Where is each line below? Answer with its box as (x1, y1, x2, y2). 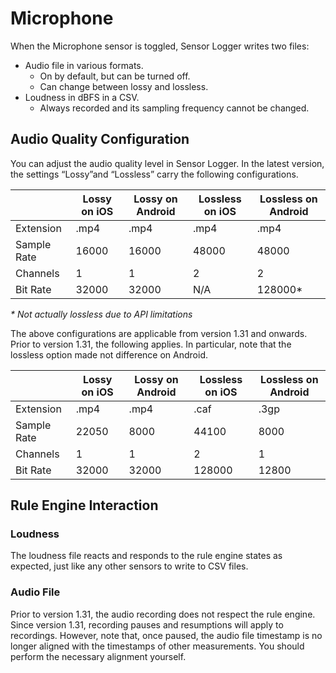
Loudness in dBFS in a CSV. (24, 91, 140, 103)
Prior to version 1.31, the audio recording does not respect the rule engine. (10, 608, 316, 620)
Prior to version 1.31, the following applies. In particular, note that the (10, 338, 292, 350)
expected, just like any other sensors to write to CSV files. (10, 560, 249, 572)
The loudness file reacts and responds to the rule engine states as (10, 550, 283, 562)
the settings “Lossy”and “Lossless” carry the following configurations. (10, 168, 299, 180)
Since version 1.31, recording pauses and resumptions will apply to (10, 618, 284, 631)
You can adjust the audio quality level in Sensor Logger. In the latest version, (10, 157, 325, 169)
